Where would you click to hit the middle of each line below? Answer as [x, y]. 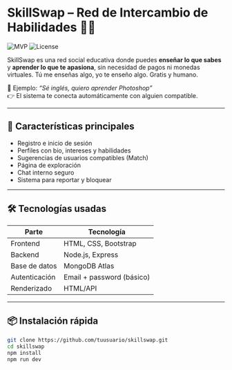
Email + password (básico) [107, 277]
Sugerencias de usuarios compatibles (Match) [83, 157]
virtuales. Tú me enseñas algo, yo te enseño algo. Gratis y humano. [103, 75]
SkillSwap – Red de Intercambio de [108, 13]
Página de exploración [49, 165]
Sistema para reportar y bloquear [64, 179]
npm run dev [24, 360]
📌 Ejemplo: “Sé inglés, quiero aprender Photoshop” [80, 88]
